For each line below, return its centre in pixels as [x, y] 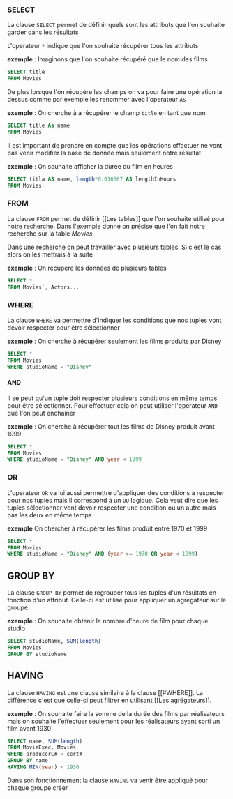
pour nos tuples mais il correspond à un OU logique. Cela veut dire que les [113, 500]
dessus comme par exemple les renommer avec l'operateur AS [97, 100]
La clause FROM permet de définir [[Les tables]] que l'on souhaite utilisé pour [116, 218]
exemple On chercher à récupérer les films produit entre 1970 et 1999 [107, 528]
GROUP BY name [28, 761]
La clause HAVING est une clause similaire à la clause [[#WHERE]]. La [105, 692]
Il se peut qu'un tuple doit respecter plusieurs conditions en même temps [112, 398]
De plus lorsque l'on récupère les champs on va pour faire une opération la [115, 92]
